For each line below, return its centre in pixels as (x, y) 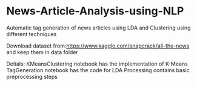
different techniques (32, 34)
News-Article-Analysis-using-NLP (95, 11)
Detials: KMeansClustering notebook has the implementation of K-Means (97, 64)
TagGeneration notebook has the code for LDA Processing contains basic (98, 70)
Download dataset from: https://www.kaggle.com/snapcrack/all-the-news (98, 46)
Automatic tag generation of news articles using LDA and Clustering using (98, 28)
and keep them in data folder (42, 52)
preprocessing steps (32, 76)
